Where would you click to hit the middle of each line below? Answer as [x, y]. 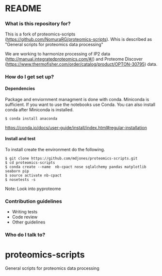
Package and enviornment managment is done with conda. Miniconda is [77, 99]
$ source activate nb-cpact [33, 175]
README [23, 9]
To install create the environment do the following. [55, 149]
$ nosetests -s [20, 180]
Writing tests [25, 212]
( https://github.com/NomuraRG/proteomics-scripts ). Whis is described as [79, 39]
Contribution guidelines [33, 201]
